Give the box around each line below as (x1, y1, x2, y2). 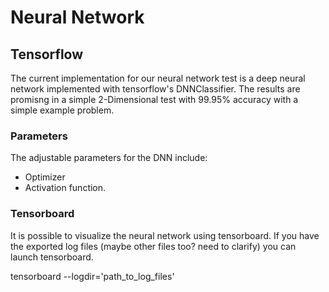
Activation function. (24, 182, 107, 194)
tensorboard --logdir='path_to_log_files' (10, 270, 175, 282)
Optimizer (24, 171, 66, 183)
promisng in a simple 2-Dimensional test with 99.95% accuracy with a (10, 94, 299, 105)
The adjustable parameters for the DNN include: (10, 152, 208, 164)
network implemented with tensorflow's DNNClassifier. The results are (10, 83, 301, 95)
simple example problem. (10, 104, 115, 116)
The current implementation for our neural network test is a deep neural (10, 72, 306, 84)
